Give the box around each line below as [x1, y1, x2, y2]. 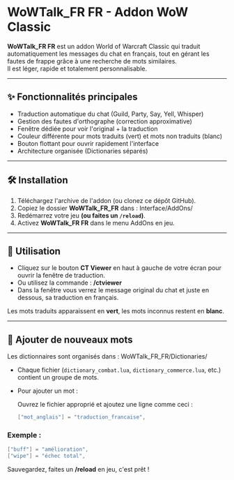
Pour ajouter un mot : [17, 387, 78, 395]
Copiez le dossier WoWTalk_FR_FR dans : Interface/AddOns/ [17, 204, 193, 212]
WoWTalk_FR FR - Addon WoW [7, 4, 189, 20]
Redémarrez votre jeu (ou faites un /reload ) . [17, 211, 146, 220]
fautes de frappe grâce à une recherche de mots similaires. [7, 57, 178, 65]
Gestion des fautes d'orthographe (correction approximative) [17, 117, 193, 126]
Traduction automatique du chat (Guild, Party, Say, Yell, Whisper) [17, 110, 204, 118]
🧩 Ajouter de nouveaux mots [7, 333, 134, 345]
